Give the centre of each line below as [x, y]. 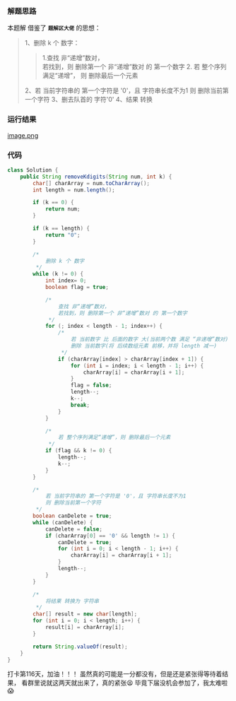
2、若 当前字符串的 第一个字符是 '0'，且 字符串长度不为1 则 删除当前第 [126, 90]
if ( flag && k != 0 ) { [78, 451]
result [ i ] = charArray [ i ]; [85, 628]
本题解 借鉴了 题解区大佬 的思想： [54, 28]
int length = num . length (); [74, 190]
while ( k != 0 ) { [58, 274]
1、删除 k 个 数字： [52, 43]
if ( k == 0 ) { [53, 203]
